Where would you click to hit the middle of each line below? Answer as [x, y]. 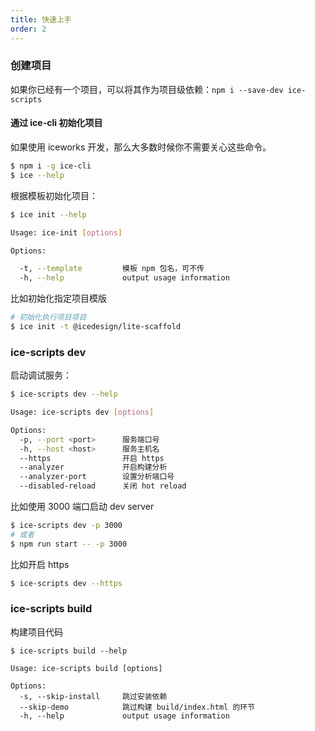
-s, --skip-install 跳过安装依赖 [93, 696]
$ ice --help [37, 175]
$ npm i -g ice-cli [51, 166]
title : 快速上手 [41, 19]
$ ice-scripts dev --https [66, 583]
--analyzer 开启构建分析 [93, 467]
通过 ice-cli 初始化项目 [56, 123]
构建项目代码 [36, 632]
